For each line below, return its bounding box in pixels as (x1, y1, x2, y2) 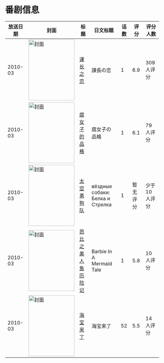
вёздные (91, 183, 112, 190)
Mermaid (91, 260, 112, 267)
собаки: (91, 189, 110, 195)
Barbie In (91, 248, 112, 255)
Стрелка (91, 201, 112, 208)
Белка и (91, 195, 110, 202)
